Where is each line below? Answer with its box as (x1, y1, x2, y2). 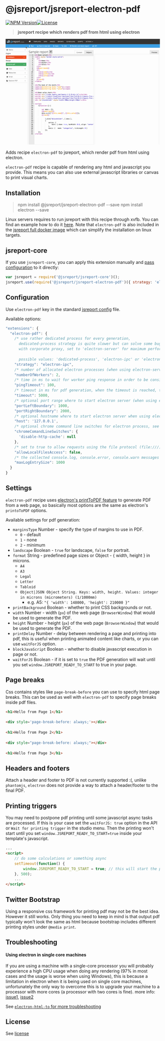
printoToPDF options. (5, 507, 47, 513)
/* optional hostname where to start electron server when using (14, 414, 151, 419)
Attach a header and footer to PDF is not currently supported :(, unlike (5, 777, 146, 783)
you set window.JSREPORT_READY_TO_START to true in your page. (12, 662, 137, 667)
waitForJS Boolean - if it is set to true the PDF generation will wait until (12, 656, 156, 662)
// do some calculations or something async (14, 856, 107, 861)
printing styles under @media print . (5, 924, 76, 930)
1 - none (20, 537, 37, 543)
